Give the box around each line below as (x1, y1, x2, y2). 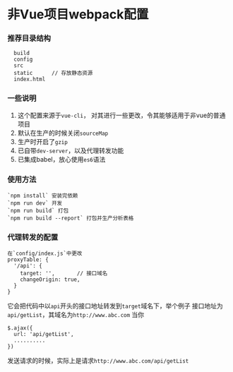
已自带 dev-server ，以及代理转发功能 (17, 146, 124, 155)
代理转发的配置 (7, 232, 59, 242)
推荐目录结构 (7, 33, 52, 43)
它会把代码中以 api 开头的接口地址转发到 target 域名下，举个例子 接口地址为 (7, 301, 224, 311)
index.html (13, 76, 46, 83)
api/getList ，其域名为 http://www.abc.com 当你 (7, 311, 145, 319)
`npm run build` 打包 (7, 208, 69, 215)
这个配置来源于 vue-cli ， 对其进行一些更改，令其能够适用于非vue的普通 (17, 111, 226, 119)
